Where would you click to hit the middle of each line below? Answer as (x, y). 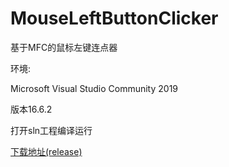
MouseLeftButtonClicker (114, 18)
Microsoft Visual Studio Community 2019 (94, 88)
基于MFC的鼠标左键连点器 (64, 47)
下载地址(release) (46, 151)
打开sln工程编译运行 (51, 130)
